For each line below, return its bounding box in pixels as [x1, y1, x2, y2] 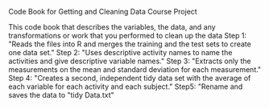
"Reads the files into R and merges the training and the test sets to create [8, 39, 251, 49]
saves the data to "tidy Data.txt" [8, 90, 114, 99]
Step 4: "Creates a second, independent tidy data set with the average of [8, 74, 251, 82]
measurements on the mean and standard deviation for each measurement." [8, 65, 262, 74]
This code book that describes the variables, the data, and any [8, 22, 216, 31]
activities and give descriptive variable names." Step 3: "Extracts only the [8, 56, 251, 66]
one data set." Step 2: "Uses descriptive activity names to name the [8, 48, 233, 57]
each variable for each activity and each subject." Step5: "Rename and [8, 82, 243, 91]
